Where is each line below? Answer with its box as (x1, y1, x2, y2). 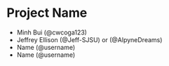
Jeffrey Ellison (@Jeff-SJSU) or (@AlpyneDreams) (16, 35, 163, 44)
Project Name (6, 5, 88, 21)
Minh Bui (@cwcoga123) (16, 28, 87, 37)
